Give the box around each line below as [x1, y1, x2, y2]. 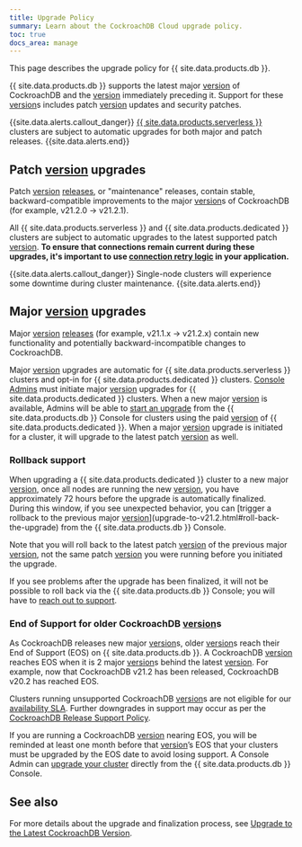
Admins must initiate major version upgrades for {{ [9, 383, 196, 394]
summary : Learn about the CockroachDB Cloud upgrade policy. [9, 22, 244, 31]
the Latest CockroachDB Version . [9, 828, 133, 839]
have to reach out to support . [9, 595, 118, 606]
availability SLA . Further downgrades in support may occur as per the [9, 703, 267, 714]
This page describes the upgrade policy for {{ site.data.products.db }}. [9, 63, 271, 74]
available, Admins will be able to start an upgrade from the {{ [9, 402, 235, 414]
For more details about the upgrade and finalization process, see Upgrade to [9, 818, 293, 829]
